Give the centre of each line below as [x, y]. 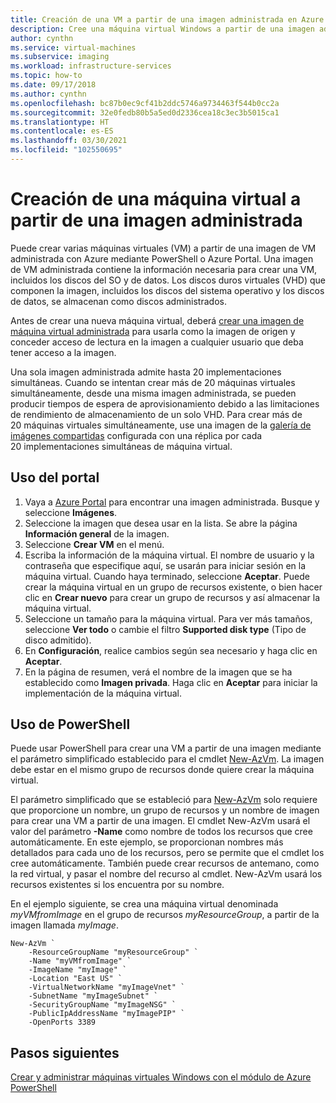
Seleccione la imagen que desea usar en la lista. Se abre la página [161, 523]
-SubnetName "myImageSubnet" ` [93, 996]
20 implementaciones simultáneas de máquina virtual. [121, 446]
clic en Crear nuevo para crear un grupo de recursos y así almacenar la [172, 597]
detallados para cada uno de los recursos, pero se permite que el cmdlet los [167, 853]
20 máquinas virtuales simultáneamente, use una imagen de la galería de [161, 425]
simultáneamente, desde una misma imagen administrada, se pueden [153, 393]
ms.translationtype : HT [60, 122]
